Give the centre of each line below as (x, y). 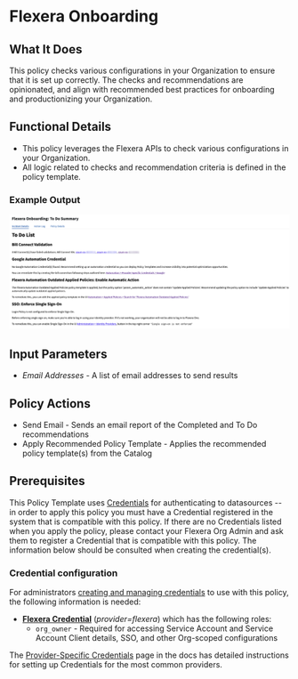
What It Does (46, 49)
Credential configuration (64, 573)
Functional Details (60, 127)
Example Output (45, 199)
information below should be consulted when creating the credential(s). (140, 550)
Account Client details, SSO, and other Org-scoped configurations (157, 638)
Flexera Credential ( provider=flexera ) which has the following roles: (147, 619)
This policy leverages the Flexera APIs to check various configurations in (155, 148)
